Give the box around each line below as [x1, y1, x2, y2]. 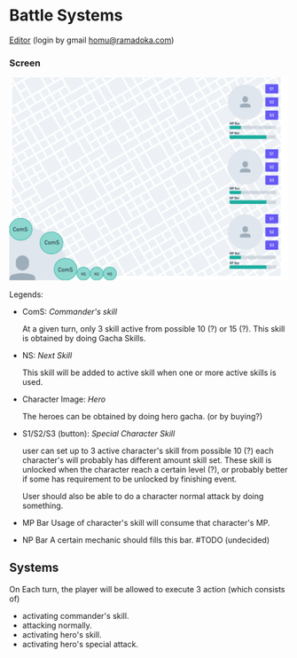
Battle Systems [9, 5, 123, 26]
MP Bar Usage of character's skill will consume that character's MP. [21, 517, 270, 528]
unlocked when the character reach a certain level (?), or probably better [21, 464, 288, 474]
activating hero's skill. [21, 629, 102, 639]
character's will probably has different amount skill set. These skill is [21, 454, 272, 466]
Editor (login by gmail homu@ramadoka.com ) [9, 35, 175, 45]
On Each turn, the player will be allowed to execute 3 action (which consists [9, 584, 285, 594]
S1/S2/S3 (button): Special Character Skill [21, 427, 176, 439]
